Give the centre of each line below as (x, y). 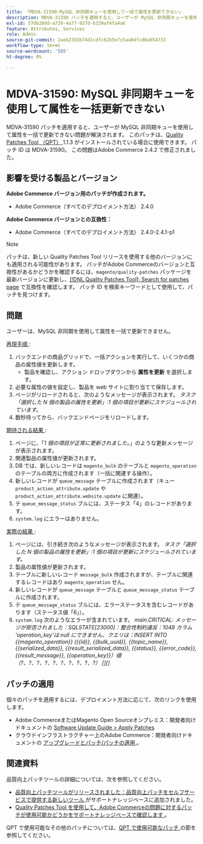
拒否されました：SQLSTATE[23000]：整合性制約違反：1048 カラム (109, 628)
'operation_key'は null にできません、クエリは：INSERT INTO (91, 635)
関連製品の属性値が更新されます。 (57, 458)
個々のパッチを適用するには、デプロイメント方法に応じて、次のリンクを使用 (101, 700)
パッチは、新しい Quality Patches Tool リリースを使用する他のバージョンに (99, 257)
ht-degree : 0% (24, 57)
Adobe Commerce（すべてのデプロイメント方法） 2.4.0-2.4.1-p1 (95, 232)
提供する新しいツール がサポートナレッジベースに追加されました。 (114, 799)
